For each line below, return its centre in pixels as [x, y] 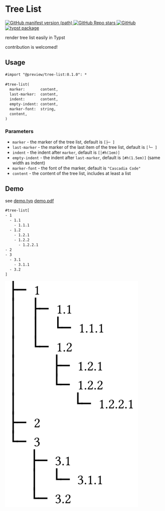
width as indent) [29, 163]
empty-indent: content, [34, 104]
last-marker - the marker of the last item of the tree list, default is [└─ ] [85, 147]
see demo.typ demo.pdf [30, 201]
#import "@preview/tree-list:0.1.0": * [46, 74]
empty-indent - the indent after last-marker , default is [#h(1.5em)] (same [86, 158]
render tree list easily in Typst [35, 37]
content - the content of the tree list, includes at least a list [72, 173]
